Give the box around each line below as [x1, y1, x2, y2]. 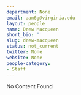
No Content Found [6, 83, 53, 90]
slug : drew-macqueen [6, 37, 60, 44]
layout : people [6, 20, 45, 26]
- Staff [6, 66, 26, 72]
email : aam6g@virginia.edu [6, 15, 75, 21]
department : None [6, 9, 51, 15]
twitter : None [6, 49, 43, 55]
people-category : [6, 60, 51, 66]
